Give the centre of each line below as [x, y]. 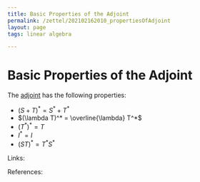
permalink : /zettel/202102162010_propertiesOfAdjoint [89, 21]
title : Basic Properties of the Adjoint [69, 14]
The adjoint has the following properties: [67, 95]
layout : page [27, 27]
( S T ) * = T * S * [36, 143]
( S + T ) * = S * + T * [44, 110]
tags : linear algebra [40, 34]
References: [25, 171]
